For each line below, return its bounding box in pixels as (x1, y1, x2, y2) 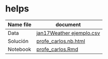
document (55, 21, 81, 28)
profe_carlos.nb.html (36, 37, 85, 44)
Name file (8, 21, 32, 28)
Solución (8, 37, 29, 44)
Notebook (8, 45, 31, 52)
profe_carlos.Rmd (36, 45, 78, 52)
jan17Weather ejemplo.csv (36, 29, 100, 36)
